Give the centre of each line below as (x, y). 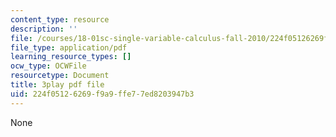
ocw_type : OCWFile (48, 66)
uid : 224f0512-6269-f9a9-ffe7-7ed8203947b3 (102, 94)
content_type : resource (60, 19)
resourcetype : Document (60, 76)
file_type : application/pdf (69, 47)
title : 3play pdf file (57, 85)
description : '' (44, 29)
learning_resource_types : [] (71, 57)
